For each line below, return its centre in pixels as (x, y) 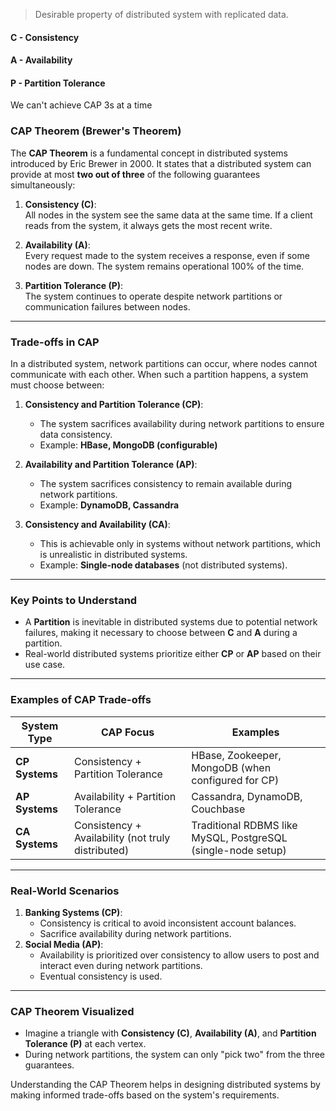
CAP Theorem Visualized (72, 1011)
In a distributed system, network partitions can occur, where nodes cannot (164, 363)
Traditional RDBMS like (244, 825)
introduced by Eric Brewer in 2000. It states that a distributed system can (161, 163)
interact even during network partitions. (121, 965)
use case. (45, 665)
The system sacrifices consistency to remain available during (166, 483)
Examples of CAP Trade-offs (81, 700)
